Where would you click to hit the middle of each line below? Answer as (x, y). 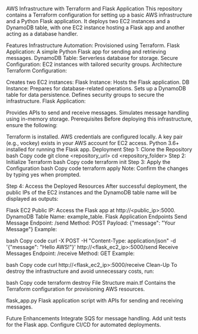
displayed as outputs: (32, 199)
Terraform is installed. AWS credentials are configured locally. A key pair (95, 137)
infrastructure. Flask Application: (46, 101)
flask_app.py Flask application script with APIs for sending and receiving (95, 300)
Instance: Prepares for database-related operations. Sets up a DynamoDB (96, 88)
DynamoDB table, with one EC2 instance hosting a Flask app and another (95, 27)
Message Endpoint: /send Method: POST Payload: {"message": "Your (91, 223)
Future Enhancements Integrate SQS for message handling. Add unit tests (96, 318)
